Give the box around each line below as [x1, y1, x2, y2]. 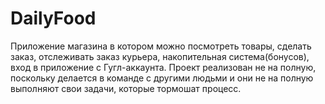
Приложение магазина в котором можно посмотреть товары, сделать [10, 40, 312, 52]
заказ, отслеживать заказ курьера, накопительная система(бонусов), [10, 50, 310, 62]
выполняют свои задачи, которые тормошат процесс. [10, 82, 242, 94]
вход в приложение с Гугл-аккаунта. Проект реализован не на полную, [10, 61, 317, 73]
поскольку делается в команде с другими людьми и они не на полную [10, 72, 314, 84]
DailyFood [10, 7, 97, 30]
